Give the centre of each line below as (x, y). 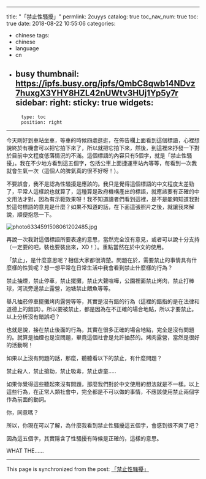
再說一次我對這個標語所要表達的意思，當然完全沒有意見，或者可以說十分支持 (103, 239)
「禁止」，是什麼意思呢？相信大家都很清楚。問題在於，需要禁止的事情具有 (99, 260)
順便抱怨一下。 (36, 214)
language (27, 48)
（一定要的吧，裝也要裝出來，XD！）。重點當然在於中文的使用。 (87, 247)
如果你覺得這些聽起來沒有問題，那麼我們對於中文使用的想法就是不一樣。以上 (103, 384)
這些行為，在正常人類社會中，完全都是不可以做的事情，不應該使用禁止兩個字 (103, 391)
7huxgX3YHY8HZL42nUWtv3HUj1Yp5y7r (97, 93)
